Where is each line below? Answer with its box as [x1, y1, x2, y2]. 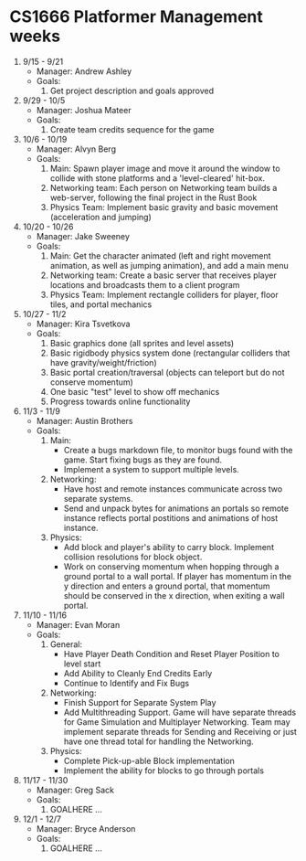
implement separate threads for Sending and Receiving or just [63, 726, 297, 737]
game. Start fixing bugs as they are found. [63, 454, 222, 465]
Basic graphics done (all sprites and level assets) [49, 337, 235, 348]
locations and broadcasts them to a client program [49, 279, 240, 290]
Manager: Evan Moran [36, 619, 121, 630]
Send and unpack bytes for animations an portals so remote [63, 503, 290, 514]
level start [63, 658, 101, 669]
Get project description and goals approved [49, 85, 215, 96]
